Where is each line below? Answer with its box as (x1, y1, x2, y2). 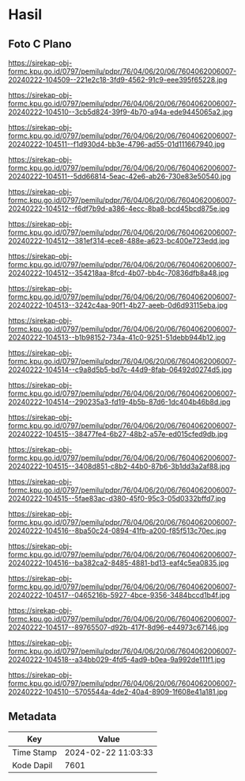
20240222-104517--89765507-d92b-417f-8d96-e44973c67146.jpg (8, 622, 229, 632)
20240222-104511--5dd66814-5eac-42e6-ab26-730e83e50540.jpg (8, 172, 232, 181)
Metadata (8, 710, 57, 723)
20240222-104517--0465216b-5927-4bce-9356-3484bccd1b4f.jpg (8, 591, 231, 599)
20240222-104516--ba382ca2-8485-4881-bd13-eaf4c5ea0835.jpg (8, 558, 229, 568)
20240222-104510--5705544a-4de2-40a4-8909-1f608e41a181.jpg (8, 687, 228, 696)
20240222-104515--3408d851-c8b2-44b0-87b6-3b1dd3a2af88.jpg (8, 461, 231, 471)
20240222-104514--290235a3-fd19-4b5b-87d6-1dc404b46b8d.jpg (8, 397, 231, 406)
